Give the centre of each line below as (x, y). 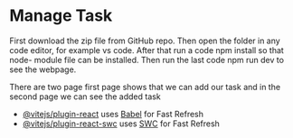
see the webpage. (43, 69)
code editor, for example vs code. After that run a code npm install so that (147, 50)
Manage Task (61, 16)
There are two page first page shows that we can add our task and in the (145, 87)
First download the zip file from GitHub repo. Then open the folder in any (145, 41)
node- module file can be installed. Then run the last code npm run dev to (147, 60)
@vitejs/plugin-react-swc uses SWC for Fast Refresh (121, 124)
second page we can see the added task (85, 97)
